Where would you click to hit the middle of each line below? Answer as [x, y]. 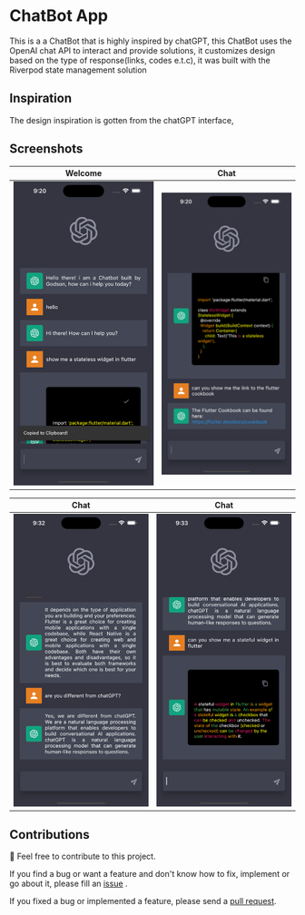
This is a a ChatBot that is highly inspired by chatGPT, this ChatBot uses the [151, 41]
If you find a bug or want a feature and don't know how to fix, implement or [150, 874]
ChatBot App [59, 16]
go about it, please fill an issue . [69, 884]
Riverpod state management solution [78, 70]
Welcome [84, 173]
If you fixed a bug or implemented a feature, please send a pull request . [143, 901]
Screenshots [46, 149]
